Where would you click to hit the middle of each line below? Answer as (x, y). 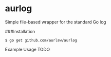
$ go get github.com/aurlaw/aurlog (41, 40)
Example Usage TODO (28, 49)
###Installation (20, 31)
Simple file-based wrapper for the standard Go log (55, 22)
